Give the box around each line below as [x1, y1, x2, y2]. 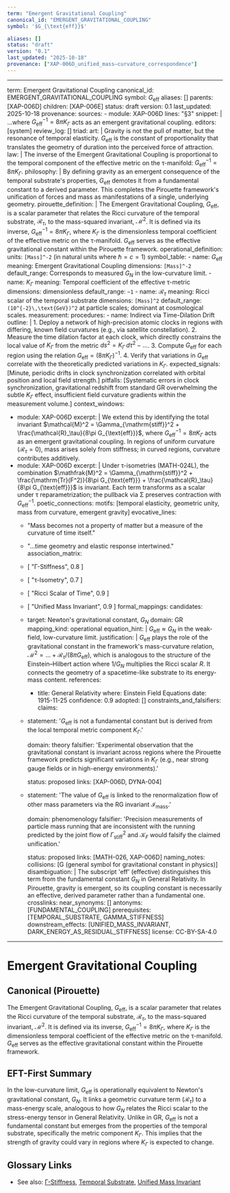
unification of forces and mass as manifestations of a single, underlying [7, 193, 209, 201]
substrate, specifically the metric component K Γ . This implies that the [7, 1129, 203, 1139]
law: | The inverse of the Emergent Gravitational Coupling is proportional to [7, 150, 218, 158]
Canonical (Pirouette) [7, 985, 101, 997]
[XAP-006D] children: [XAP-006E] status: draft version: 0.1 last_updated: [7, 102, 212, 110]
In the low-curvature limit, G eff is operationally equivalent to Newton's [7, 1086, 204, 1096]
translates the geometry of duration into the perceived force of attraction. [7, 143, 214, 151]
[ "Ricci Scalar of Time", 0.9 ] [27, 589, 110, 597]
